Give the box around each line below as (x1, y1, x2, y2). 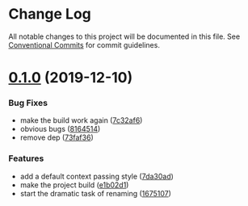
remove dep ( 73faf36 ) (19, 132, 95, 142)
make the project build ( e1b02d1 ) (19, 179, 129, 190)
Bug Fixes (8, 98, 48, 109)
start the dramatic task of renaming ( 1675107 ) (19, 188, 172, 198)
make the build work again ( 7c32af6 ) (19, 116, 143, 125)
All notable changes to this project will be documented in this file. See (8, 32, 241, 41)
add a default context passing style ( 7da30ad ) (19, 171, 174, 181)
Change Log (8, 5, 91, 23)
